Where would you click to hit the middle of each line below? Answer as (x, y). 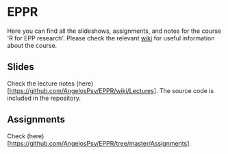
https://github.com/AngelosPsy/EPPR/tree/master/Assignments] (99, 143)
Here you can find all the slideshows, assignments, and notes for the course (114, 31)
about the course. (32, 45)
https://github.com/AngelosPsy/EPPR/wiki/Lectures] (83, 90)
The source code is (187, 90)
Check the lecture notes (41, 84)
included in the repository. (44, 98)
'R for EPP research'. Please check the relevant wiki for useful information (111, 38)
